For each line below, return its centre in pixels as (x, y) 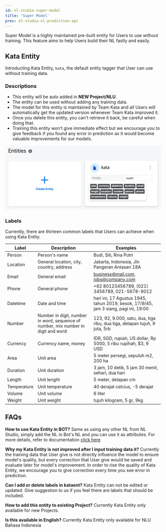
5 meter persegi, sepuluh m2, (124, 355)
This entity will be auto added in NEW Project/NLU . (64, 97)
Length (14, 380)
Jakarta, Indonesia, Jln (117, 262)
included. (15, 495)
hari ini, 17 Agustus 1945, (120, 298)
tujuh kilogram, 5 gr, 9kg (118, 400)
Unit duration (51, 370)
